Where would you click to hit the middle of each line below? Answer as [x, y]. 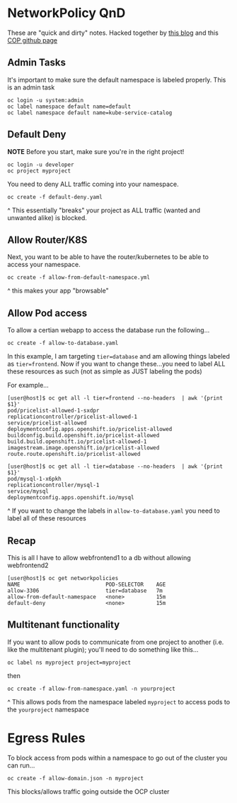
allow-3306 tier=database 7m [85, 591]
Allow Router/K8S [47, 240]
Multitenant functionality [64, 625]
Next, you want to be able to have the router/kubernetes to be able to [108, 257]
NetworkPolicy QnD [67, 13]
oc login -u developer [41, 165]
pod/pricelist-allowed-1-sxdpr [53, 411]
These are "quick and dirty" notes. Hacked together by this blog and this [113, 33]
